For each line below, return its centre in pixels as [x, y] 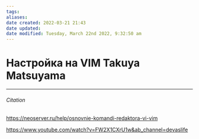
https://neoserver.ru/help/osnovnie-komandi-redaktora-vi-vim [82, 118]
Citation [16, 100]
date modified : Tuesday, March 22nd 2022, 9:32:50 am [74, 34]
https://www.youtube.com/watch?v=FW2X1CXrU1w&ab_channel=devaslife [97, 130]
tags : [13, 12]
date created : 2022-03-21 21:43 [46, 23]
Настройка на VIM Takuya [73, 63]
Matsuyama [36, 76]
